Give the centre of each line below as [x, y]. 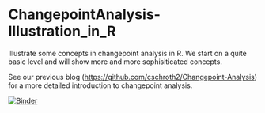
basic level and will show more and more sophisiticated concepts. [115, 62]
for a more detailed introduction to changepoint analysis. [100, 85]
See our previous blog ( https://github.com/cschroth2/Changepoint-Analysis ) [133, 77]
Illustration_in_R [62, 31]
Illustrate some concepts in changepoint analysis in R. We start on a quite [128, 53]
